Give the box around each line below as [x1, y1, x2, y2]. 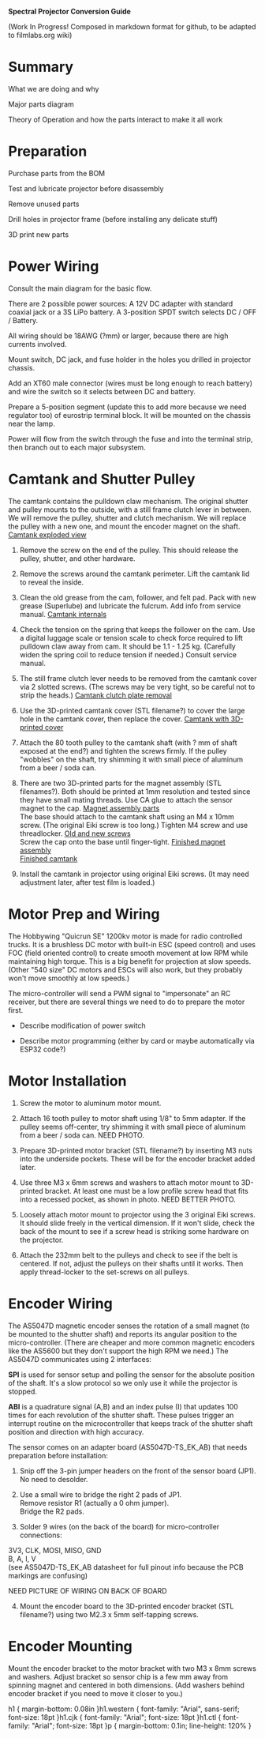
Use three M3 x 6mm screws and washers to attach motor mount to [19, 1177, 240, 1187]
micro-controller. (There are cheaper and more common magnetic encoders [8, 1337, 255, 1347]
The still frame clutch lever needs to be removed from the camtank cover [19, 673, 257, 683]
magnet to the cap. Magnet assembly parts [19, 803, 160, 813]
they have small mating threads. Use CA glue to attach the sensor [19, 795, 233, 804]
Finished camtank [19, 853, 78, 863]
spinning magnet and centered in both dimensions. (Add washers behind [8, 1680, 244, 1690]
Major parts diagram [8, 99, 75, 109]
